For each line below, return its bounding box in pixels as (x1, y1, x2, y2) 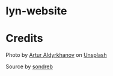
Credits (5, 32, 43, 45)
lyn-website (5, 4, 67, 18)
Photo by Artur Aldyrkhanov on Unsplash (5, 51, 107, 59)
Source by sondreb (5, 63, 53, 70)
